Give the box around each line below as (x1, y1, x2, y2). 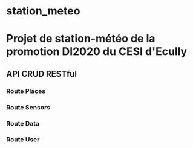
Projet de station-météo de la (6, 32, 155, 46)
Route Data (6, 119, 40, 127)
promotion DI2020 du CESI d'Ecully (6, 45, 188, 59)
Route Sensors (6, 103, 50, 111)
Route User (6, 135, 40, 144)
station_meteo (6, 4, 80, 18)
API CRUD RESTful (6, 68, 77, 79)
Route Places (6, 86, 46, 95)
